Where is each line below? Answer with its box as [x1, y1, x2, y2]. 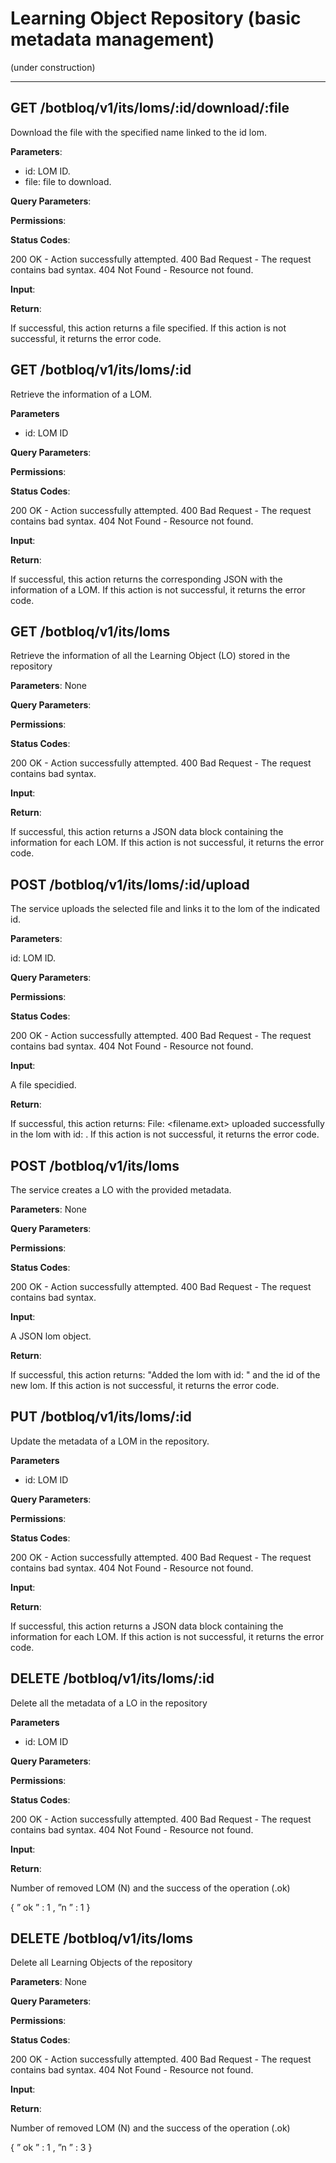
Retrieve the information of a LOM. [10, 388, 153, 400]
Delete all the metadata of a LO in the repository [10, 1697, 208, 1709]
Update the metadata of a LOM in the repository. [10, 1435, 210, 1447]
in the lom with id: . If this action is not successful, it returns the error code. [10, 1128, 320, 1141]
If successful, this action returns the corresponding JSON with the [10, 573, 283, 585]
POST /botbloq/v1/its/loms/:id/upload [10, 876, 250, 893]
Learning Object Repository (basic [10, 7, 302, 30]
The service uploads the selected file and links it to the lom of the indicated [10, 903, 321, 915]
